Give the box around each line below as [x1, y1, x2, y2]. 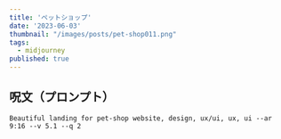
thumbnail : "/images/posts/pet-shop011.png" [9, 29, 177, 38]
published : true [9, 54, 69, 63]
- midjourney [17, 46, 66, 55]
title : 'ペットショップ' [9, 12, 92, 22]
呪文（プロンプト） [9, 90, 115, 105]
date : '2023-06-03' [9, 21, 82, 30]
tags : [9, 37, 29, 47]
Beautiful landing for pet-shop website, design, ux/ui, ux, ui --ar [9, 113, 273, 123]
